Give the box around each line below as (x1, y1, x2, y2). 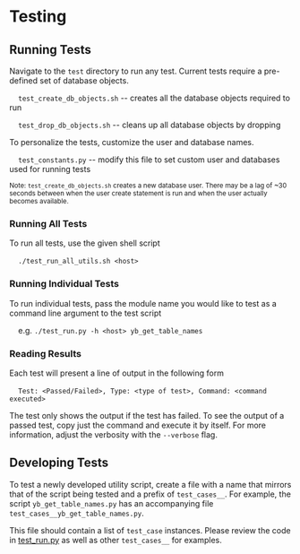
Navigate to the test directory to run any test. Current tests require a (9, 65, 262, 76)
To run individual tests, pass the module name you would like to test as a (9, 298, 278, 308)
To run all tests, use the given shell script (9, 238, 160, 248)
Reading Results (9, 347, 82, 359)
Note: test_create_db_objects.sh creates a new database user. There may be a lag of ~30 (9, 181, 287, 190)
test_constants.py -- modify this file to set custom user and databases (17, 154, 280, 165)
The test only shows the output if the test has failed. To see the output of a (9, 410, 285, 420)
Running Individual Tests (9, 278, 119, 290)
